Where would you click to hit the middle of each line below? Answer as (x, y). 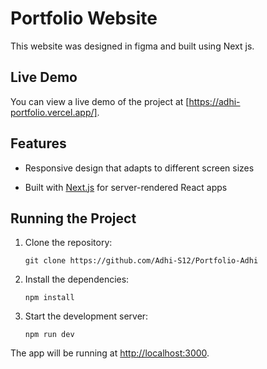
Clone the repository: (68, 243)
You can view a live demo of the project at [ (100, 101)
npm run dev (49, 335)
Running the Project (73, 218)
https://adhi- (214, 101)
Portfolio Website (84, 18)
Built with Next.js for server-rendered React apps (126, 187)
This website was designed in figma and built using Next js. (132, 46)
